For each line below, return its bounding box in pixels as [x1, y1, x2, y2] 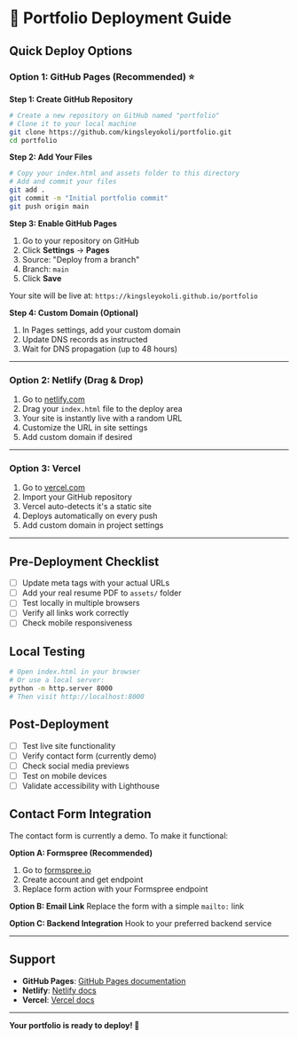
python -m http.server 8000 [9, 684, 114, 693]
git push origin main [9, 201, 90, 211]
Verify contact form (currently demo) [21, 750, 157, 761]
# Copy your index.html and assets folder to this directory [9, 169, 240, 178]
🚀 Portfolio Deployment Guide [9, 8, 232, 28]
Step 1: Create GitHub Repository [9, 93, 133, 105]
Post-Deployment [9, 717, 109, 732]
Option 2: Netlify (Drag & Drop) [9, 374, 144, 386]
